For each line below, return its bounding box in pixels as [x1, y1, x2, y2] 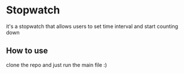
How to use [6, 46, 48, 56]
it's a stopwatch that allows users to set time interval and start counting [6, 23, 179, 30]
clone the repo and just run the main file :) [6, 61, 107, 68]
